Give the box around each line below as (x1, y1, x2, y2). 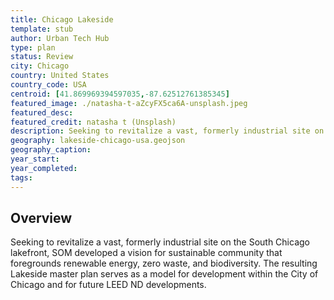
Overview (10, 209, 73, 226)
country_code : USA (10, 80, 87, 90)
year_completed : (10, 163, 78, 173)
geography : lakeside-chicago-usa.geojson (10, 136, 186, 146)
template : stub (10, 24, 74, 34)
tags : (10, 172, 33, 183)
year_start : (10, 154, 60, 164)
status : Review (10, 52, 74, 62)
